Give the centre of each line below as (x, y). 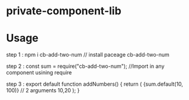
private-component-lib (64, 11)
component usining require (39, 73)
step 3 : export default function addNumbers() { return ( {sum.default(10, (95, 84)
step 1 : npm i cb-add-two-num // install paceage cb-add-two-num (88, 55)
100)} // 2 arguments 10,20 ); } (43, 90)
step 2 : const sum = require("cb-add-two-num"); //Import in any (85, 66)
